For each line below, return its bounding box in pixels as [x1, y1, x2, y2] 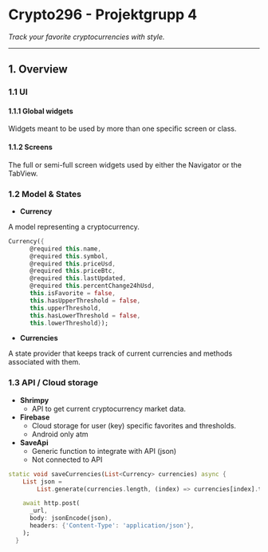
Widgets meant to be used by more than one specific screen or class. [8, 124, 237, 133]
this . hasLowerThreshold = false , [29, 311, 141, 320]
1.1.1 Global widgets [8, 106, 73, 116]
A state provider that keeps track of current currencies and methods [8, 349, 233, 358]
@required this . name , [29, 245, 102, 253]
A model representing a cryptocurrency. [8, 222, 140, 231]
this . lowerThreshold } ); [29, 319, 109, 327]
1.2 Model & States [8, 188, 82, 199]
